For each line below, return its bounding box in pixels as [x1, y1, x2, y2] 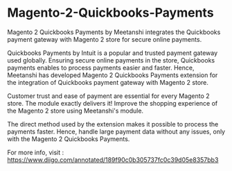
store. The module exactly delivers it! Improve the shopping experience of [7, 99, 218, 107]
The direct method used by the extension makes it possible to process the [7, 120, 219, 128]
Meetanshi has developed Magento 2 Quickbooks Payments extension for [7, 71, 218, 79]
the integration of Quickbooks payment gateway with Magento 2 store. [7, 78, 209, 86]
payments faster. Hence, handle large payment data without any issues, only [7, 127, 226, 136]
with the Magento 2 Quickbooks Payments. [7, 134, 130, 143]
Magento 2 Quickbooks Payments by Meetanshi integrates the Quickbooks [7, 28, 221, 36]
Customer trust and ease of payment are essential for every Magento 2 [7, 92, 210, 100]
